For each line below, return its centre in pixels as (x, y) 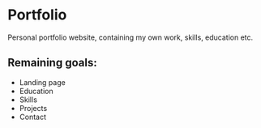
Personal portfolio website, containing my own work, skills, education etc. (130, 37)
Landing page (42, 82)
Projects (33, 108)
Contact (32, 117)
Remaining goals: (53, 63)
